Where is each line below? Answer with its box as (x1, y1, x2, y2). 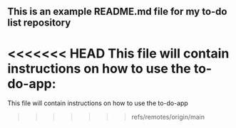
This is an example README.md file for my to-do (7, 6, 227, 18)
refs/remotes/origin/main (131, 113, 205, 122)
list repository (7, 17, 71, 29)
